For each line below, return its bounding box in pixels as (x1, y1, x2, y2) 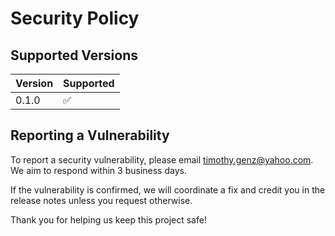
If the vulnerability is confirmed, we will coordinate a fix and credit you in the (10, 183, 326, 196)
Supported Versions (10, 47, 138, 64)
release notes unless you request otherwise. (10, 194, 193, 206)
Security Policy (10, 7, 140, 30)
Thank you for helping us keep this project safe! (10, 213, 207, 226)
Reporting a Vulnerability (10, 127, 170, 144)
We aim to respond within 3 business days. (10, 164, 187, 176)
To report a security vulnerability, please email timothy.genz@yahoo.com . (10, 153, 314, 166)
